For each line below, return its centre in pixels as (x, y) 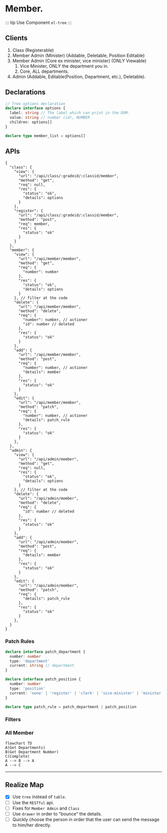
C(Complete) (17, 756)
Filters (13, 719)
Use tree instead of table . (39, 797)
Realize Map (24, 785)
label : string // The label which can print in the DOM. (70, 113)
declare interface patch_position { (43, 679)
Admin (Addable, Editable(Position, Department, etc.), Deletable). (79, 76)
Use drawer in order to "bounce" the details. (57, 814)
